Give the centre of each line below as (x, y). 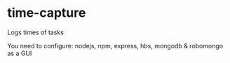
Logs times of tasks (36, 32)
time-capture (47, 13)
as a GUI (20, 53)
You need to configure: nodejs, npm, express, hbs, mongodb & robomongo (115, 45)
